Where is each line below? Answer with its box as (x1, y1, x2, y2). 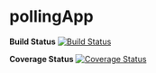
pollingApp (9, 6, 94, 27)
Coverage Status (9, 53, 74, 64)
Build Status (9, 36, 56, 47)
